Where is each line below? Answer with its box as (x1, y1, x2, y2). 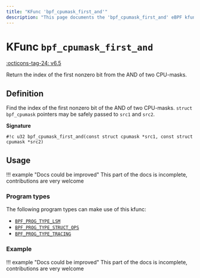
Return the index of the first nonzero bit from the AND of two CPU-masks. (6, 71, 187, 78)
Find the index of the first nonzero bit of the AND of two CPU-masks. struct (6, 104, 192, 112)
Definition (6, 88, 43, 98)
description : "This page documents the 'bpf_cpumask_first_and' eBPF (6, 14, 183, 20)
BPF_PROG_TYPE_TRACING (14, 231, 71, 237)
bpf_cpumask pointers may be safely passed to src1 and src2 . (6, 111, 155, 118)
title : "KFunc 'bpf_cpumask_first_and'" (6, 8, 108, 15)
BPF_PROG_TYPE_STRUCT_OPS (14, 225, 79, 231)
